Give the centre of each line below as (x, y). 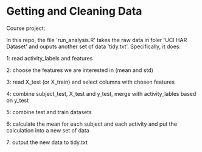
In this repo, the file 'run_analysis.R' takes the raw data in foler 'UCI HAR (97, 40)
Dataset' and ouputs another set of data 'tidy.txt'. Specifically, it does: (94, 46)
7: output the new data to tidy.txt (47, 142)
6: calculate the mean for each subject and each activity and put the (92, 124)
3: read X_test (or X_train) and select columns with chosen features (91, 82)
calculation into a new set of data (48, 130)
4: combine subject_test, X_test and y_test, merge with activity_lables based (101, 93)
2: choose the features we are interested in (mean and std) (80, 70)
